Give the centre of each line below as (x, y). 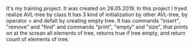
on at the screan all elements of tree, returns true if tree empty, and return (96, 33)
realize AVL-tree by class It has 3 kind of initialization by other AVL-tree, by (97, 15)
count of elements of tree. (38, 39)
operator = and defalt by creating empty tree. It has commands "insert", (93, 21)
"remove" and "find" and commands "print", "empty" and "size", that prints (97, 27)
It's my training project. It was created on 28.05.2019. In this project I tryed (97, 8)
